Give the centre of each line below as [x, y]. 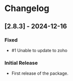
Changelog [27, 8]
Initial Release [21, 63]
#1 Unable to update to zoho [39, 50]
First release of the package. [40, 73]
